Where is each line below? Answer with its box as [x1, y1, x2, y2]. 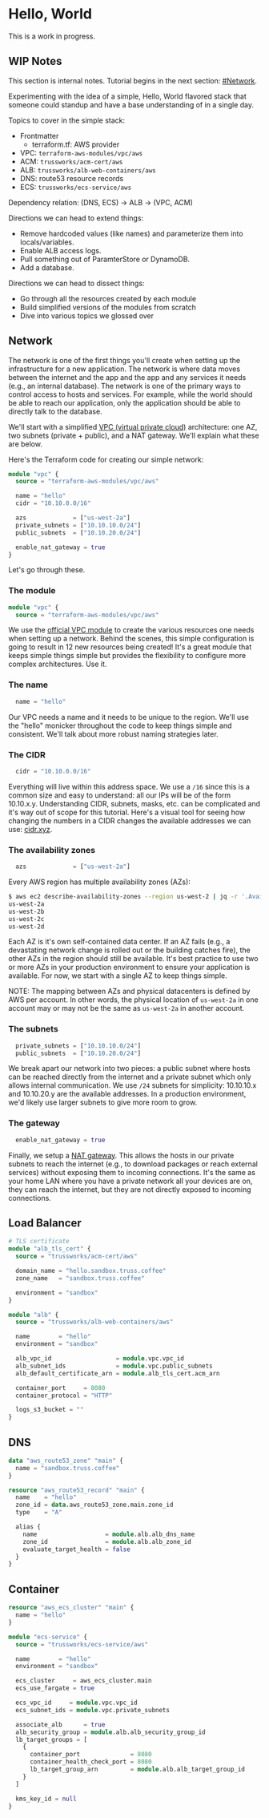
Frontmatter [19, 131, 59, 140]
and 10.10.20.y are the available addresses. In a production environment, [8, 1089, 247, 1099]
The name [8, 679, 49, 690]
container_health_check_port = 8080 [29, 1758, 152, 1766]
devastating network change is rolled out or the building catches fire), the [8, 945, 251, 955]
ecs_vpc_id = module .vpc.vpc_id [15, 1699, 138, 1707]
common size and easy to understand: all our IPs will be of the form [8, 790, 231, 800]
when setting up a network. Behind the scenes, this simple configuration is [8, 634, 255, 644]
